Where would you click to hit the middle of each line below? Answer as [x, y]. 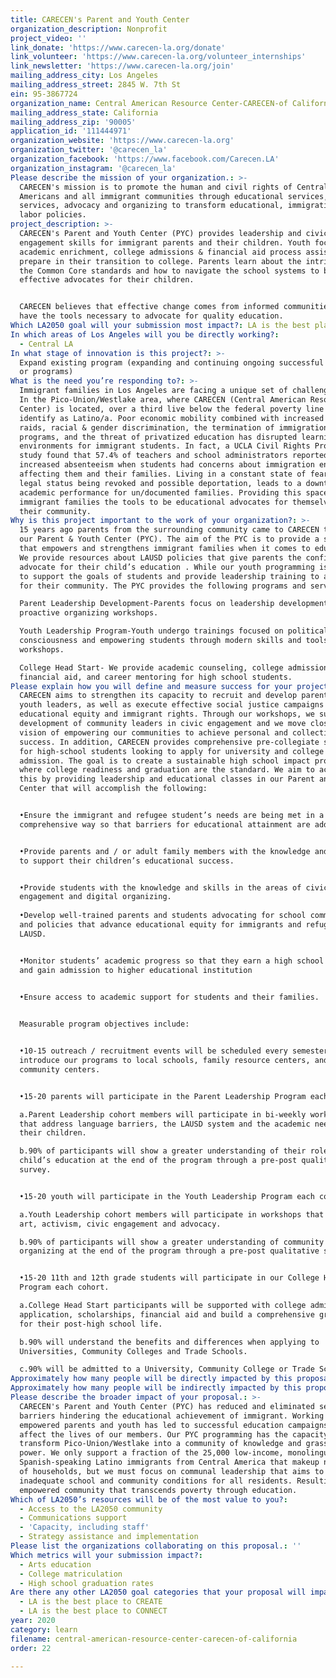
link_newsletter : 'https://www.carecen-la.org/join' [122, 66]
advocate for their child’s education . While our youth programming [167, 567]
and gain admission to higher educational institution [136, 970]
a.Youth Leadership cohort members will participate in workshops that [172, 1214]
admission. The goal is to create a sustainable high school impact [165, 761]
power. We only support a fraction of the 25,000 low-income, [151, 1453]
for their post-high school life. [91, 1324]
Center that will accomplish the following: [113, 789]
